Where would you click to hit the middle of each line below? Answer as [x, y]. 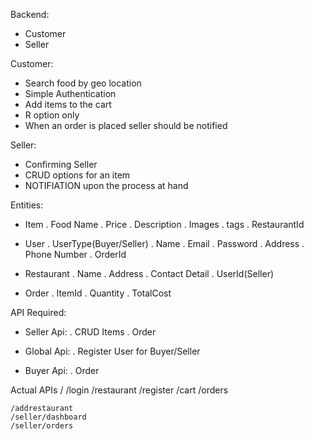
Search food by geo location [83, 83]
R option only [52, 115]
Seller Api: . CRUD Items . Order [90, 332]
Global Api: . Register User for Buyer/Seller [112, 351]
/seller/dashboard [48, 417]
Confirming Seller [61, 164]
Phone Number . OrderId [75, 254]
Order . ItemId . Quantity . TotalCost [98, 293]
